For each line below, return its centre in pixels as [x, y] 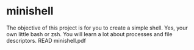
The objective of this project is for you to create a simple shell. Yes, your [97, 28]
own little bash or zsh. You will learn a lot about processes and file [89, 34]
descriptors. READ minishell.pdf [46, 40]
